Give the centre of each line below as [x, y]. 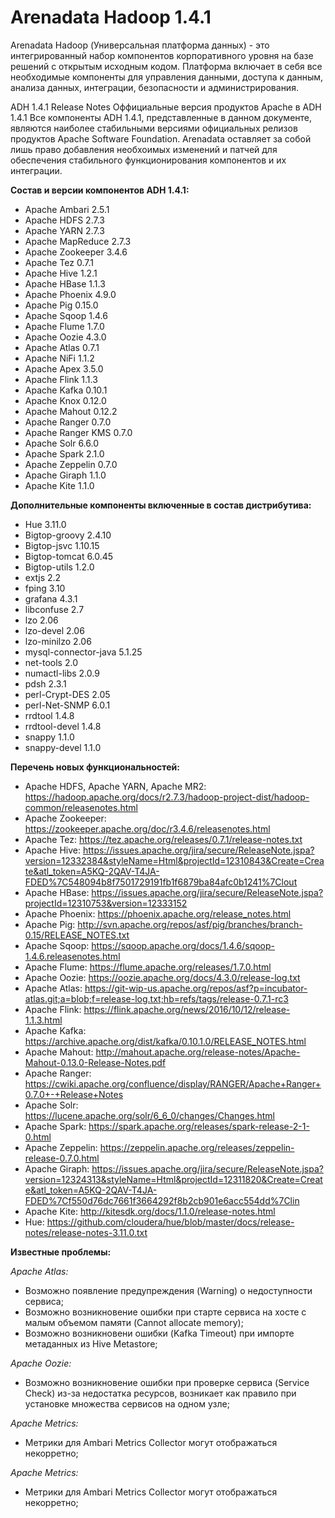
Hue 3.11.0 [45, 524]
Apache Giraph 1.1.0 [65, 475]
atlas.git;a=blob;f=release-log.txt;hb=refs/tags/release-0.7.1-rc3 [156, 998]
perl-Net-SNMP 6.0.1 [67, 705]
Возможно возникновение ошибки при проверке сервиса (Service [167, 1382]
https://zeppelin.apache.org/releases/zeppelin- [197, 1147]
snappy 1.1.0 [49, 737]
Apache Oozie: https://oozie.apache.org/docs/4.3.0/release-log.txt [162, 977]
